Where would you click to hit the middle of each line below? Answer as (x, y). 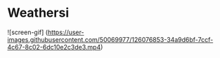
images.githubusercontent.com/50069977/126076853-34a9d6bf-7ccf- (110, 39)
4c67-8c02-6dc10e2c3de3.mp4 (54, 47)
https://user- (66, 32)
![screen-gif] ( (27, 32)
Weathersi (38, 13)
